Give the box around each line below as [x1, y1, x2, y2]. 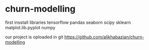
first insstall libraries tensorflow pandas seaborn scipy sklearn [5, 19, 131, 25]
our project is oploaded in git [5, 34, 63, 40]
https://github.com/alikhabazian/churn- [64, 34, 144, 40]
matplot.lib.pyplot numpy [5, 24, 56, 30]
